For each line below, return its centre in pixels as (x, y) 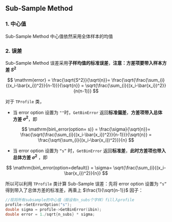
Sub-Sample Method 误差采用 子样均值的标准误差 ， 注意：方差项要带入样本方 (86, 63)
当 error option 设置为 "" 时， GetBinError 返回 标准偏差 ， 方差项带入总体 (88, 112)
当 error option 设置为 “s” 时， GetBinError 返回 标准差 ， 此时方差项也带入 (89, 151)
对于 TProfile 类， (25, 101)
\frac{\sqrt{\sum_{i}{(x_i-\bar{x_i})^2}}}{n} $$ (86, 140)
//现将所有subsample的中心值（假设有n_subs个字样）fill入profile (70, 200)
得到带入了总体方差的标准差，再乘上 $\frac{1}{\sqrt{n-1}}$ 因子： (74, 190)
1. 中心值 (16, 24)
